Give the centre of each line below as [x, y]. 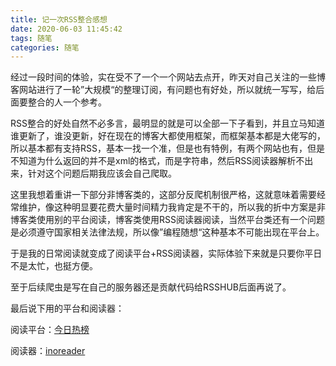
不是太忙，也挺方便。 [54, 266]
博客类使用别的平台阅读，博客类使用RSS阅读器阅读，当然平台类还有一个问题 [167, 220]
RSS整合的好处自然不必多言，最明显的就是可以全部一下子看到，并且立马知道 [167, 123]
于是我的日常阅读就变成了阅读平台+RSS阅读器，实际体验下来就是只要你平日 [166, 253]
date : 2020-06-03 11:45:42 [66, 29]
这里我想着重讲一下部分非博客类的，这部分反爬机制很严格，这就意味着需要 [163, 195]
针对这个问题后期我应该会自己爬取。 [102, 173]
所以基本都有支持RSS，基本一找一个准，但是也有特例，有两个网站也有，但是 [167, 148]
